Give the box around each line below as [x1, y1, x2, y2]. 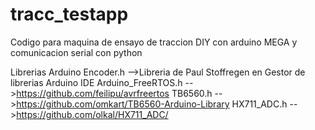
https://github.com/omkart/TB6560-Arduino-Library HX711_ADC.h [16, 98, 288, 110]
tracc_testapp [10, 3, 129, 26]
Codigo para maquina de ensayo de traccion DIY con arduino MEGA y [10, 36, 298, 48]
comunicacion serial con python [10, 46, 143, 58]
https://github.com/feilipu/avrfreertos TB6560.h [16, 87, 213, 99]
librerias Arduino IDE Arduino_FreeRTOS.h [10, 76, 183, 88]
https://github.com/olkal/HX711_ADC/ [16, 108, 169, 120]
